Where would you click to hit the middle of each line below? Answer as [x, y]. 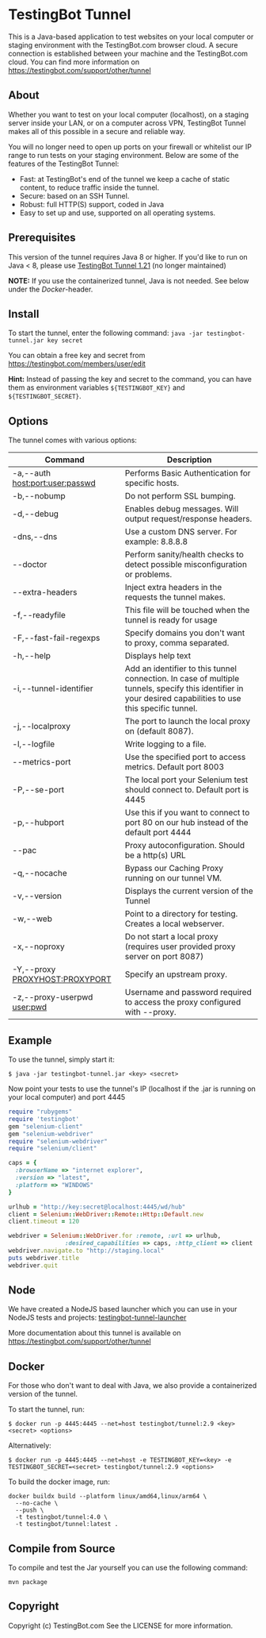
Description [189, 460]
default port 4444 [158, 833]
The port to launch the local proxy [188, 722]
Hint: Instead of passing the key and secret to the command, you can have [130, 380]
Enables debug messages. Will [182, 509]
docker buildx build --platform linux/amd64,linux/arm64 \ [108, 1497]
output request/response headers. [188, 519]
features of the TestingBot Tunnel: [64, 164]
